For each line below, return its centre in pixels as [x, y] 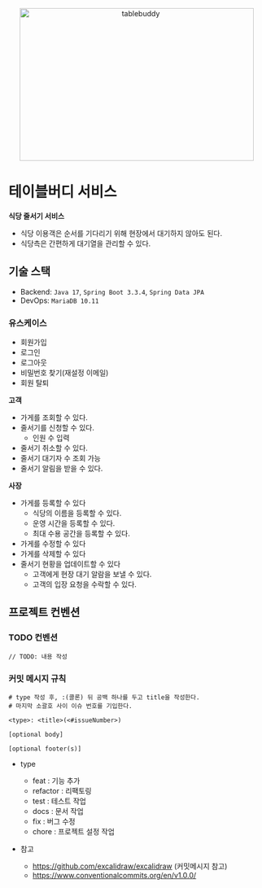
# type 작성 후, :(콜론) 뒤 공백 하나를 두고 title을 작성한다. [104, 698]
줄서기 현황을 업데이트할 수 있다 [70, 564]
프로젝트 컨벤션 [44, 612]
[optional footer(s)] [45, 749]
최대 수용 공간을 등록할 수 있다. [81, 534]
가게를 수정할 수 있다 [53, 544]
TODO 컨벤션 [33, 637]
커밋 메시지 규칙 [37, 678]
